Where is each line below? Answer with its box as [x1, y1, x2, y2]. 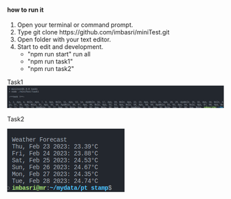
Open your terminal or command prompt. [16, 21, 133, 29]
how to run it [7, 6, 44, 14]
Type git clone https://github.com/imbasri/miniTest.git [16, 28, 170, 36]
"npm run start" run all [27, 50, 91, 59]
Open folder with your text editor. [16, 35, 111, 44]
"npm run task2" [27, 65, 74, 73]
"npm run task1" [27, 57, 74, 65]
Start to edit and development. [16, 43, 104, 51]
